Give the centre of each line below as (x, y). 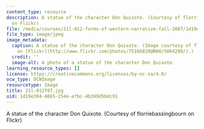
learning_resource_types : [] (43, 68)
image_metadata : (27, 40)
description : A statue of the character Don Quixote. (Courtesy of (93, 18)
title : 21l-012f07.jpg (35, 91)
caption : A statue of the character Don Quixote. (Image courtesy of (101, 46)
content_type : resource (36, 12)
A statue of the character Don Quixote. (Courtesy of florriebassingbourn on (100, 113)
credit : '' (25, 57)
